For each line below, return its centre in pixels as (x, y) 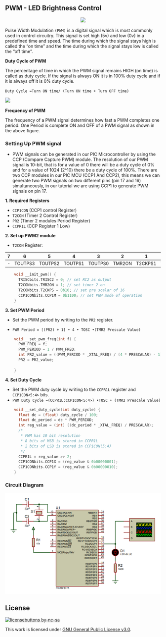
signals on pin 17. (29, 191)
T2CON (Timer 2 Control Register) (45, 215)
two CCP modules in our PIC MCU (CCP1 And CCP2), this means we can (86, 175)
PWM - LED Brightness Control (53, 8)
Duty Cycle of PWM (26, 61)
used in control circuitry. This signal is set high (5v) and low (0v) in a (75, 35)
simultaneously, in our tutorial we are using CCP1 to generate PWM (80, 186)
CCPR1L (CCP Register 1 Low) (41, 226)
